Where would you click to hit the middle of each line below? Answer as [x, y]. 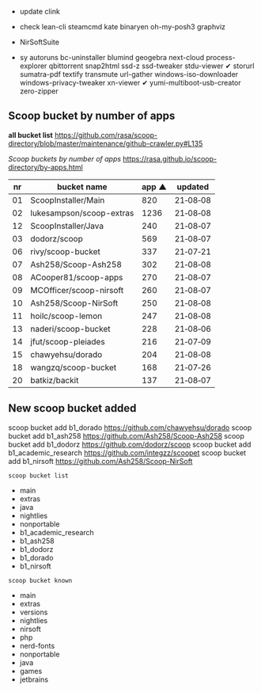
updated [193, 187]
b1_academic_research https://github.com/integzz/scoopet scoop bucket [127, 452]
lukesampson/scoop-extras [82, 213]
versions [34, 612]
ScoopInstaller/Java [67, 226]
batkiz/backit [55, 380]
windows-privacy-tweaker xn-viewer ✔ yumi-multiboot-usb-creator [130, 83]
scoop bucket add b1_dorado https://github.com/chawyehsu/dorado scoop [130, 428]
